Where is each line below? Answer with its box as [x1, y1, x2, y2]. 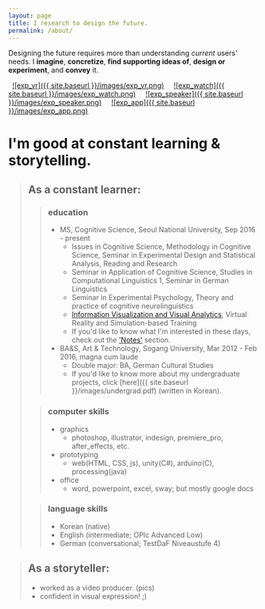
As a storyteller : [27, 562, 110, 575]
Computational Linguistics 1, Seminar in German [71, 276, 229, 286]
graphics [59, 424, 89, 433]
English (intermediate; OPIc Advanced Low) [59, 530, 204, 540]
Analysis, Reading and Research [71, 259, 178, 268]
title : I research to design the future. [8, 19, 148, 27]
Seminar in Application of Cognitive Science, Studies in [71, 267, 253, 277]
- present [59, 233, 90, 243]
